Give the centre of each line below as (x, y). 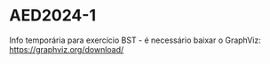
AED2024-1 (52, 16)
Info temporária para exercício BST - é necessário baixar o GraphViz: (135, 40)
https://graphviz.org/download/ (67, 49)
